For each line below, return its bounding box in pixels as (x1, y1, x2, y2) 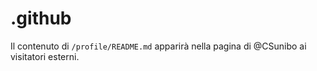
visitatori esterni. (10, 50, 80, 62)
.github (10, 7, 72, 30)
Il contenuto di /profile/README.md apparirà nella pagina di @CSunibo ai (10, 40, 307, 52)
